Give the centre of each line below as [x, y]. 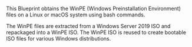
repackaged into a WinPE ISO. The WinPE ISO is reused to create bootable [96, 32]
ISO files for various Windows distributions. [59, 38]
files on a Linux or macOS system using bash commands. [76, 15]
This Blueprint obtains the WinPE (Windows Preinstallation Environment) [94, 9]
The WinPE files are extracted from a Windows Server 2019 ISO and [88, 26]
